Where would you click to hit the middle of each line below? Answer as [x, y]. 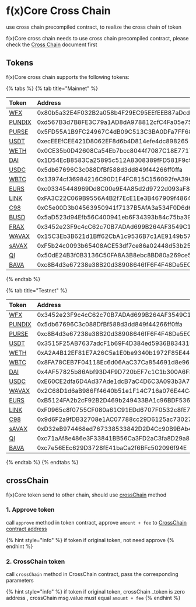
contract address [27, 529]
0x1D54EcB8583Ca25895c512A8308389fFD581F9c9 [115, 160]
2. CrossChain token [36, 561]
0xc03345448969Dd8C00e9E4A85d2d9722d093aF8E [115, 188]
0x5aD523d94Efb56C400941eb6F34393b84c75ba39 [114, 217]
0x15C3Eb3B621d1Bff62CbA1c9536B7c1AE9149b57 [114, 236]
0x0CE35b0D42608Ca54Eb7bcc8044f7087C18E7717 [115, 150]
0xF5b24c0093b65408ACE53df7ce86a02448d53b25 [114, 246]
